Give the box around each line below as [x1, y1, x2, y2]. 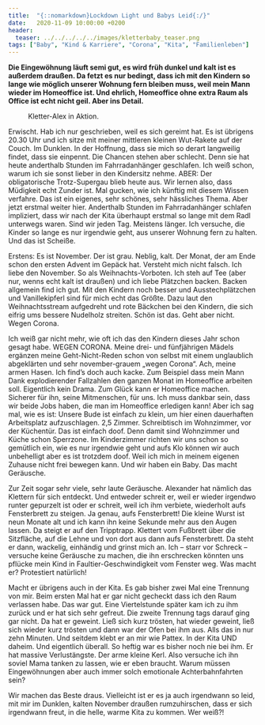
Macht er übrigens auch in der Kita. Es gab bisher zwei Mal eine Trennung [8, 583, 250, 593]
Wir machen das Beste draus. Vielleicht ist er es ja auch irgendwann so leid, [8, 691, 256, 700]
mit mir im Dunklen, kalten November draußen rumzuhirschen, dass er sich [8, 699, 252, 708]
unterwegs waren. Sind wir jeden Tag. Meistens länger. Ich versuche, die [8, 219, 245, 229]
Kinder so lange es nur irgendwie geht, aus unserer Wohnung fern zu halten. [8, 228, 258, 237]
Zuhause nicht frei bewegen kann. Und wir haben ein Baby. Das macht [8, 460, 237, 470]
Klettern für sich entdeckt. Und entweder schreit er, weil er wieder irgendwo [8, 492, 256, 502]
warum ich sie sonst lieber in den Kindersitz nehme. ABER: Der [8, 169, 213, 179]
